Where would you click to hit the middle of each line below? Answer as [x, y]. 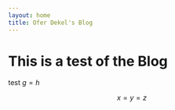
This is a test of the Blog [88, 61]
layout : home [29, 15]
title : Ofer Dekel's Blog [50, 23]
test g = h [24, 83]
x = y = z [132, 98]
